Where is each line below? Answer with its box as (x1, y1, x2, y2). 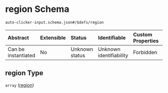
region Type (5, 69, 43, 78)
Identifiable (97, 34, 126, 41)
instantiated (7, 52, 35, 59)
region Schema (5, 3, 69, 15)
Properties (133, 37, 159, 44)
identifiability (97, 52, 128, 59)
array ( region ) (5, 82, 34, 88)
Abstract (7, 34, 29, 41)
